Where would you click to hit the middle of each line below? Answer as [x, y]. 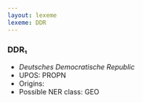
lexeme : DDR [27, 23]
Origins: [31, 83]
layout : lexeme [32, 15]
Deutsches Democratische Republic [77, 66]
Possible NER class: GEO [59, 91]
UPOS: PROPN [42, 75]
